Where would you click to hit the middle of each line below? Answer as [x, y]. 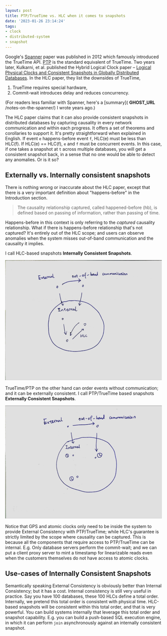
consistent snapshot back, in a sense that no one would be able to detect [80, 154]
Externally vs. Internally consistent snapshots [78, 175]
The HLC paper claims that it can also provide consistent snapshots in [77, 117]
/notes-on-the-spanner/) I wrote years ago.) [50, 107]
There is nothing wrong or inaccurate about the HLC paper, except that [78, 187]
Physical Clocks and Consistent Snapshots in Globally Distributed [72, 73]
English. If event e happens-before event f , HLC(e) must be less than [76, 138]
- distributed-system [28, 37]
